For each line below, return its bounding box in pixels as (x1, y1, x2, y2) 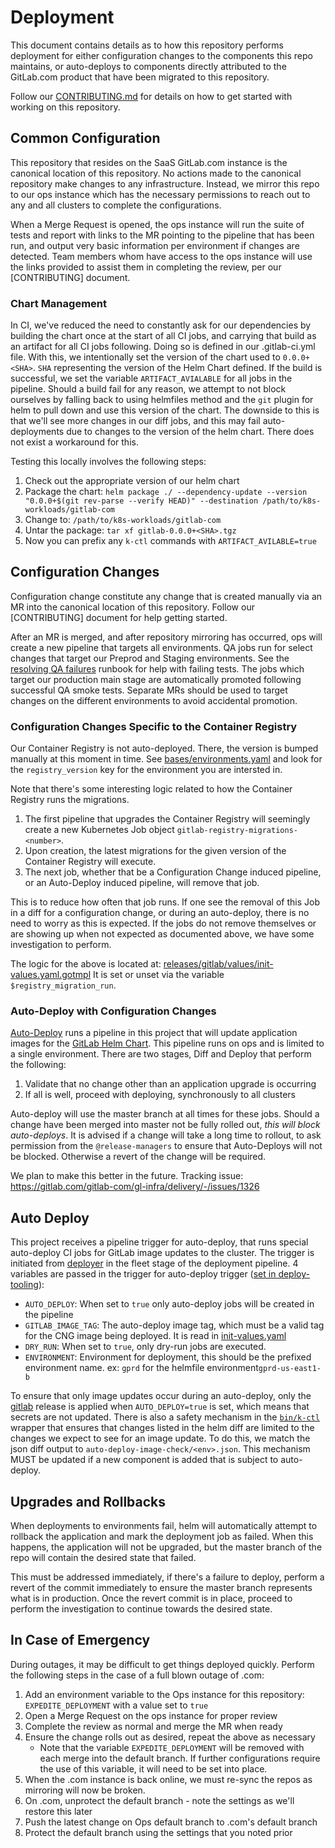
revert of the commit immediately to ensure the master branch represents (10, 1582, 313, 1594)
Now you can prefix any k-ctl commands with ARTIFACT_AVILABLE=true (24, 535, 317, 547)
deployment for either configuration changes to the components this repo (10, 49, 313, 61)
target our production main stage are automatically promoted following (10, 673, 302, 685)
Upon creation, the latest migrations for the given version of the (24, 845, 287, 857)
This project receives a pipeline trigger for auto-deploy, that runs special (10, 1236, 309, 1248)
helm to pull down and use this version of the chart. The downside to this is (10, 404, 320, 416)
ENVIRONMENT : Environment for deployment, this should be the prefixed (24, 1351, 312, 1363)
